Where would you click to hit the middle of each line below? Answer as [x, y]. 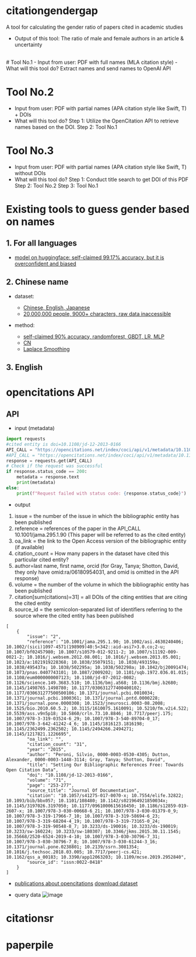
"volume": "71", [47, 780]
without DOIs [30, 173]
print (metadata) [36, 483]
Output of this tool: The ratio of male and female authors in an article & [99, 38]
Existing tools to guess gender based [98, 209]
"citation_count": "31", [57, 744]
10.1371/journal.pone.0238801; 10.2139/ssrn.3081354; [73, 847]
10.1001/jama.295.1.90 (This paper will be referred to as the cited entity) [100, 534]
